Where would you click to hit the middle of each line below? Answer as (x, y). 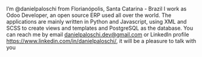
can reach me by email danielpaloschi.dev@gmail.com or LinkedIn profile (98, 35)
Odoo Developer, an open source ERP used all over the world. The (89, 15)
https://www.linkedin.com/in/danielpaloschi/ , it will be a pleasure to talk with (101, 41)
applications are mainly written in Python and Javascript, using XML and (96, 22)
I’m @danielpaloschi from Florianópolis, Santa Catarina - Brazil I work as (96, 9)
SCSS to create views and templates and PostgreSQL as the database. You (100, 28)
